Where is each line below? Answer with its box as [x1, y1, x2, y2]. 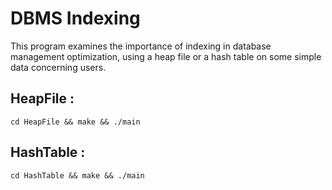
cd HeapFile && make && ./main [10, 117, 141, 127]
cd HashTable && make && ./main [10, 170, 145, 181]
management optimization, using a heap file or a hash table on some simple [10, 50, 322, 62]
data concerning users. [10, 61, 107, 73]
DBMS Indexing [10, 7, 141, 30]
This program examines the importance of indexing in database [10, 40, 272, 52]
